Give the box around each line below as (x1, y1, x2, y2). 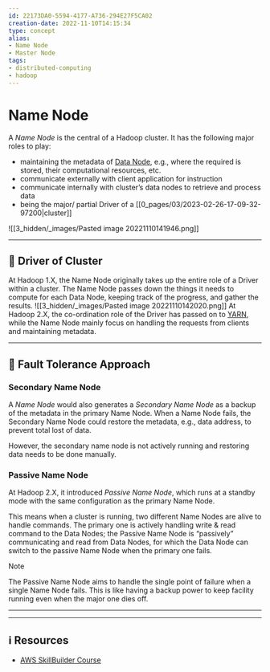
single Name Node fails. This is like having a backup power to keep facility (8, 585, 255, 595)
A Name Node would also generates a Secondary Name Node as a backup (8, 400, 256, 409)
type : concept (8, 26, 56, 35)
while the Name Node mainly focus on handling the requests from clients (8, 318, 250, 328)
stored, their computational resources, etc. (19, 165, 162, 175)
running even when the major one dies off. (8, 594, 149, 604)
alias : (8, 34, 31, 43)
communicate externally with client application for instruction (19, 173, 223, 183)
